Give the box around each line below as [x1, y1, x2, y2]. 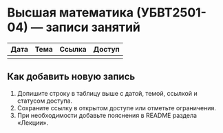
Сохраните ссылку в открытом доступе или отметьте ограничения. [17, 103, 217, 112]
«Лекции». [17, 119, 49, 127]
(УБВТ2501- [136, 5, 206, 21]
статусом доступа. [17, 96, 73, 105]
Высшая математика [7, 5, 134, 21]
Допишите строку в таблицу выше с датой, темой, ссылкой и [17, 89, 198, 97]
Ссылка [59, 44, 87, 54]
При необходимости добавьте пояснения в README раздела [17, 111, 198, 119]
